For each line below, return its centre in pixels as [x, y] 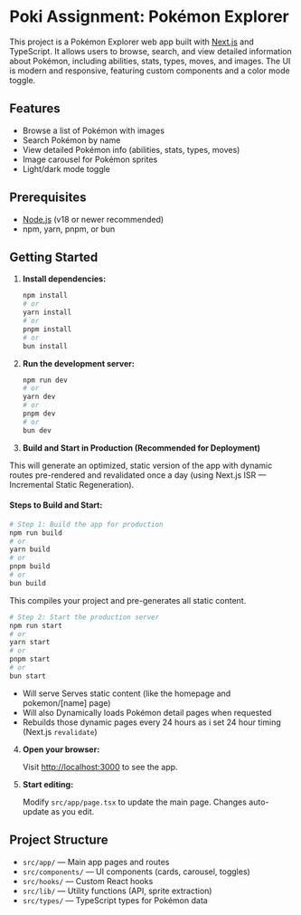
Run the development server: [79, 363]
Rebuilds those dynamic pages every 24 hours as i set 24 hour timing [152, 722]
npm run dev [45, 380]
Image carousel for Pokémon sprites [90, 159]
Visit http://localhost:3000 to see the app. [100, 767]
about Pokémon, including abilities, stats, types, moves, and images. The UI [150, 61]
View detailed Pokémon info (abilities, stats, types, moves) [131, 149]
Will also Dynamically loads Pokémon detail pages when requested [147, 712]
